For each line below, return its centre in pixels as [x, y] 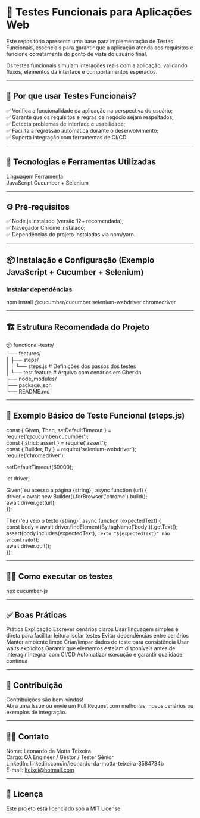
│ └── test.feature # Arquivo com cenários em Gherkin [74, 372]
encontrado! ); [23, 539]
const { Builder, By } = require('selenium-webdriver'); [71, 449]
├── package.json [29, 385]
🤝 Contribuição [35, 685]
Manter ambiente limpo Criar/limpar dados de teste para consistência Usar [98, 642]
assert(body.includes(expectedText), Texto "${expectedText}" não [88, 533]
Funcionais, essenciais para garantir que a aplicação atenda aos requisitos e [100, 48]
